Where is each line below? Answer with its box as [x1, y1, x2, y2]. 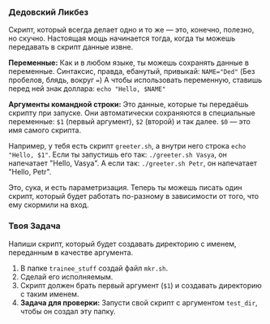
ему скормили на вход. [8, 200, 89, 210]
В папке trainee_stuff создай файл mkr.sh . [19, 263, 169, 273]
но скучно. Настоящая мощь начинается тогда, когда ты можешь [8, 33, 236, 43]
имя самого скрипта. [8, 125, 82, 136]
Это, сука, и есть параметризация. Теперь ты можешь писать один [8, 183, 242, 192]
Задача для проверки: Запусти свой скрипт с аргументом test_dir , [19, 297, 258, 307]
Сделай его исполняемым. [19, 271, 114, 282]
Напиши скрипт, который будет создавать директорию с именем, [8, 239, 237, 248]
